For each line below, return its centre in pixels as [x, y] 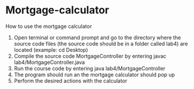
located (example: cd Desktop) [51, 49]
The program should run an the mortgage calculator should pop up [94, 74]
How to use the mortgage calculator [49, 26]
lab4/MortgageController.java [49, 62]
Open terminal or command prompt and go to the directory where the [97, 37]
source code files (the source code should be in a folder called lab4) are [101, 44]
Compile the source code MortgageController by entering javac [90, 56]
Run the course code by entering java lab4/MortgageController [90, 68]
